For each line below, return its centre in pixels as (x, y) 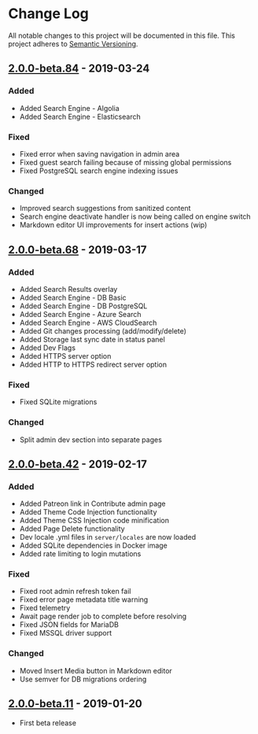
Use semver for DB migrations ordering (83, 679)
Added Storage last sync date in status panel (92, 339)
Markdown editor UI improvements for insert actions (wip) (113, 225)
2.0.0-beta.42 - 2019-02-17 (77, 464)
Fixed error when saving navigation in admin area (100, 153)
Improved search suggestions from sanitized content (105, 208)
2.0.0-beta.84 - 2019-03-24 (79, 69)
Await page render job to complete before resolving (103, 616)
